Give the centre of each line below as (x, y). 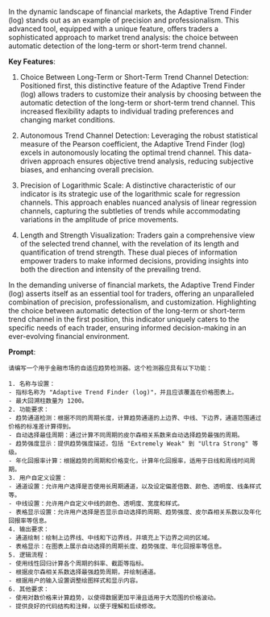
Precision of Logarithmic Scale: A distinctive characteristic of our (128, 185)
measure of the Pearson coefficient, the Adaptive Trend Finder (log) (133, 144)
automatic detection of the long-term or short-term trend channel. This (137, 103)
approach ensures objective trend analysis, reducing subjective (148, 161)
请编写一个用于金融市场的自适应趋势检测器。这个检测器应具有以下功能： (110, 368)
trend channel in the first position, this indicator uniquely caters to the (124, 319)
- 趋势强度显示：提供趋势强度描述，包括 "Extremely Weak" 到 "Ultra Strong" (129, 444)
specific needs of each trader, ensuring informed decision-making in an (127, 328)
